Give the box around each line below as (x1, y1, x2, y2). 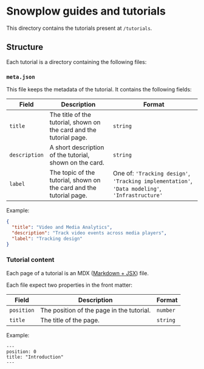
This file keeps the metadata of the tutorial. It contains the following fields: (6, 86, 192, 93)
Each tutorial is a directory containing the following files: (6, 58, 147, 65)
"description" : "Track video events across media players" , (12, 230, 167, 236)
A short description (49, 143, 104, 152)
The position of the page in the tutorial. (40, 306, 151, 314)
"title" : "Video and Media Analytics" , (12, 224, 113, 230)
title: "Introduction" (6, 354, 64, 360)
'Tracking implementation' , (113, 177, 192, 185)
